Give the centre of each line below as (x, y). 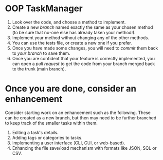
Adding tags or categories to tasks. (47, 137)
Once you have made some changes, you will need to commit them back (85, 48)
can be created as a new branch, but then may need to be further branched (81, 117)
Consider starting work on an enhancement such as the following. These (78, 113)
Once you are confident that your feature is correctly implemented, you (83, 58)
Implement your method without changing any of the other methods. (81, 38)
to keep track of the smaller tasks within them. (51, 123)
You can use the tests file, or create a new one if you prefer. (72, 43)
